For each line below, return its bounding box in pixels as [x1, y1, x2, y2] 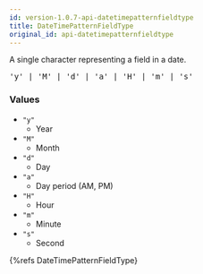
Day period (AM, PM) [35, 180, 114, 191]
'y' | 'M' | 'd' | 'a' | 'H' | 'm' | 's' [9, 72, 194, 81]
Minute [35, 218, 62, 229]
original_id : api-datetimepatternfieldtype [9, 30, 174, 39]
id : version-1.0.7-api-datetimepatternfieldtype [9, 13, 194, 22]
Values [9, 93, 40, 106]
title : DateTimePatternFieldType [9, 21, 134, 30]
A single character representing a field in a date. [9, 55, 187, 65]
